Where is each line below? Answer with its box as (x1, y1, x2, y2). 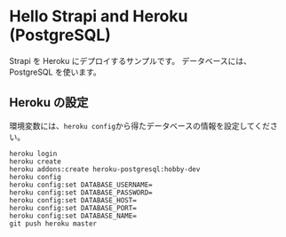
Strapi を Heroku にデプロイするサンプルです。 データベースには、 (9, 55, 251, 66)
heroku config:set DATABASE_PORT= (9, 203, 138, 212)
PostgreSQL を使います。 (9, 67, 102, 77)
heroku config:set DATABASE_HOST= (9, 195, 138, 205)
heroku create (9, 157, 62, 166)
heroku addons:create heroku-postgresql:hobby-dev (9, 164, 201, 174)
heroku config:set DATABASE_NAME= (9, 211, 138, 220)
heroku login (9, 149, 58, 158)
